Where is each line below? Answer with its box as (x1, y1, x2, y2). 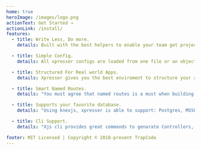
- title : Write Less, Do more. (11, 36, 90, 42)
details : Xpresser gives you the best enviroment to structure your (17, 75, 191, 81)
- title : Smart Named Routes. (11, 85, 87, 91)
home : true (6, 8, 33, 15)
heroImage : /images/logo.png (6, 14, 79, 20)
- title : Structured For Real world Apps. (11, 69, 119, 75)
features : (6, 31, 31, 37)
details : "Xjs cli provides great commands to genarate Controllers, (17, 124, 194, 130)
